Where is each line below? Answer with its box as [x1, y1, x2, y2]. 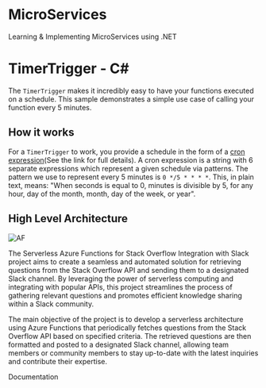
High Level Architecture [8, 212, 129, 225]
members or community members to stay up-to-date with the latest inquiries [8, 348, 259, 358]
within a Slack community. [8, 299, 94, 309]
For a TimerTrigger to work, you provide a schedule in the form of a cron [8, 147, 245, 156]
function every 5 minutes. [8, 102, 92, 112]
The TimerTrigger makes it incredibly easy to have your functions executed [8, 86, 254, 95]
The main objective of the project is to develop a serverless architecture [8, 314, 244, 324]
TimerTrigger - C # [8, 60, 129, 78]
